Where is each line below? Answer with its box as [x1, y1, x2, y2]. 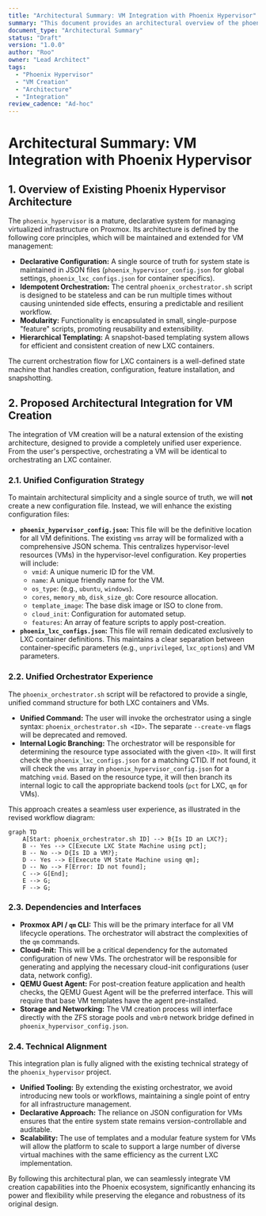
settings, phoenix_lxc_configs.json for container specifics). [19, 274, 215, 283]
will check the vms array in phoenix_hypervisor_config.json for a [19, 763, 230, 773]
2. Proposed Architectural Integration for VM [8, 396, 234, 409]
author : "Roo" [8, 48, 55, 56]
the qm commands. [19, 937, 81, 946]
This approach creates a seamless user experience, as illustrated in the [8, 804, 241, 814]
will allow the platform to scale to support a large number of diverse [19, 1141, 241, 1151]
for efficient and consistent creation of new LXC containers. [19, 341, 215, 351]
